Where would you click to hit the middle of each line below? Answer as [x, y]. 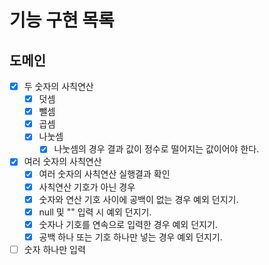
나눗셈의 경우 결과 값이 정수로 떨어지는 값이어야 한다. [156, 149]
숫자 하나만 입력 [54, 249]
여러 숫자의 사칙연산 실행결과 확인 [104, 174]
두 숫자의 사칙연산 [58, 86]
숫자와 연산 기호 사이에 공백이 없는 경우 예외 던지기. [138, 199]
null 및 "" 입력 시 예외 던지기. [95, 212]
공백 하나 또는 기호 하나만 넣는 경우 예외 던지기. [130, 237]
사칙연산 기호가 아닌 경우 [87, 187]
